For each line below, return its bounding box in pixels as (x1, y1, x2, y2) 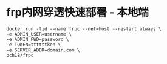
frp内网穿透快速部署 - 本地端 (6, 5, 149, 19)
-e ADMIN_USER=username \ (6, 31, 72, 37)
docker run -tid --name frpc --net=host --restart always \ (6, 25, 162, 32)
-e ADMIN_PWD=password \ (6, 36, 69, 42)
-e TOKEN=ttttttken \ (6, 42, 61, 48)
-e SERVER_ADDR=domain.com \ (6, 46, 80, 53)
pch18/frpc (6, 52, 34, 58)
